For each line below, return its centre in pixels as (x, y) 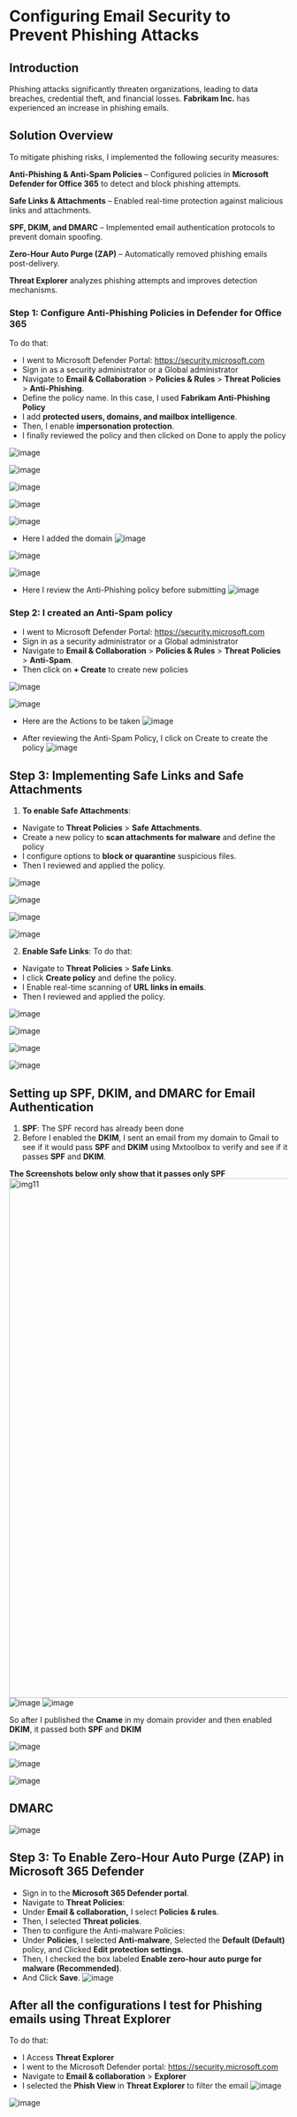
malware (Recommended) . (72, 1968)
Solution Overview (61, 136)
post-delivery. (34, 263)
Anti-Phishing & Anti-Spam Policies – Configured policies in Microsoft (139, 174)
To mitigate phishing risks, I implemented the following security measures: (145, 157)
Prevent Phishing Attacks (104, 35)
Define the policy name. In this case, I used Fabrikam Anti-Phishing (146, 398)
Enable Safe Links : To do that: (77, 951)
